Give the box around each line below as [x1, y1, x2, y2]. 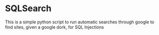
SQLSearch [5, 3, 52, 14]
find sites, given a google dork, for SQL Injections [5, 24, 104, 30]
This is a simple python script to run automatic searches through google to [5, 19, 155, 25]
